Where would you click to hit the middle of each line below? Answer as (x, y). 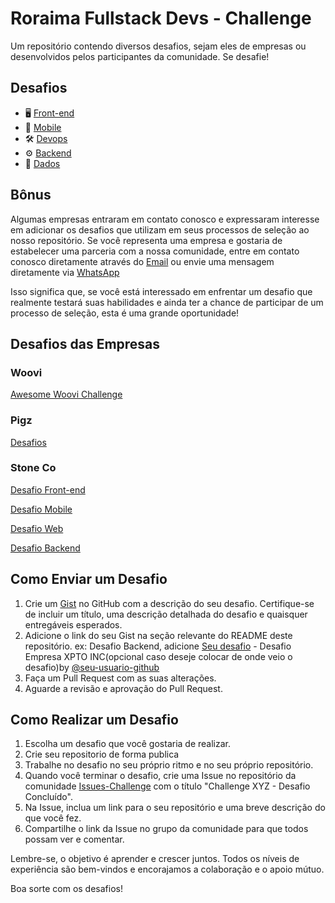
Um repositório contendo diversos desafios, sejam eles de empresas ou (158, 46)
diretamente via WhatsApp (65, 272)
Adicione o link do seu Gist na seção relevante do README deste (158, 635)
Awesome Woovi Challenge (66, 394)
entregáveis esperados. (73, 624)
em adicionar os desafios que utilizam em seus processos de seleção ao (160, 229)
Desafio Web (37, 528)
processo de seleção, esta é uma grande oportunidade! (125, 313)
